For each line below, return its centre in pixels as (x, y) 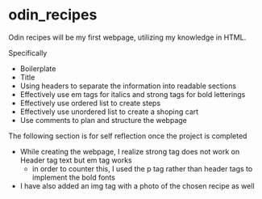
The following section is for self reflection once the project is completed (128, 136)
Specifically (28, 53)
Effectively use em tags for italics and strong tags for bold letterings (133, 94)
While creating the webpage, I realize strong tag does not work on (130, 151)
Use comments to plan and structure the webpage (104, 120)
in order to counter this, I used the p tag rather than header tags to (142, 168)
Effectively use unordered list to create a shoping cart (109, 112)
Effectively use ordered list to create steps (90, 103)
